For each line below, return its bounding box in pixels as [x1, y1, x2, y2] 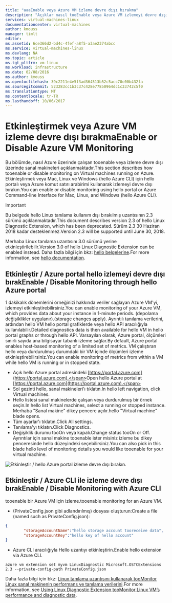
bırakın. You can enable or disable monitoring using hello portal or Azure [5, 187, 157, 193]
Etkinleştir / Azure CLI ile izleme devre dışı [5, 476, 142, 485]
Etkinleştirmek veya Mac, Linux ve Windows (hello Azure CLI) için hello [5, 176, 155, 182]
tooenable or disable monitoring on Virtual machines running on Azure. [5, 170, 155, 176]
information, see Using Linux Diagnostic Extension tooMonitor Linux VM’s [5, 587, 160, 593]
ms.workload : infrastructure [5, 65, 68, 70]
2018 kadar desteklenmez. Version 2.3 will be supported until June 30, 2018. [5, 228, 165, 234]
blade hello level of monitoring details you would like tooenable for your [12, 446, 164, 452]
